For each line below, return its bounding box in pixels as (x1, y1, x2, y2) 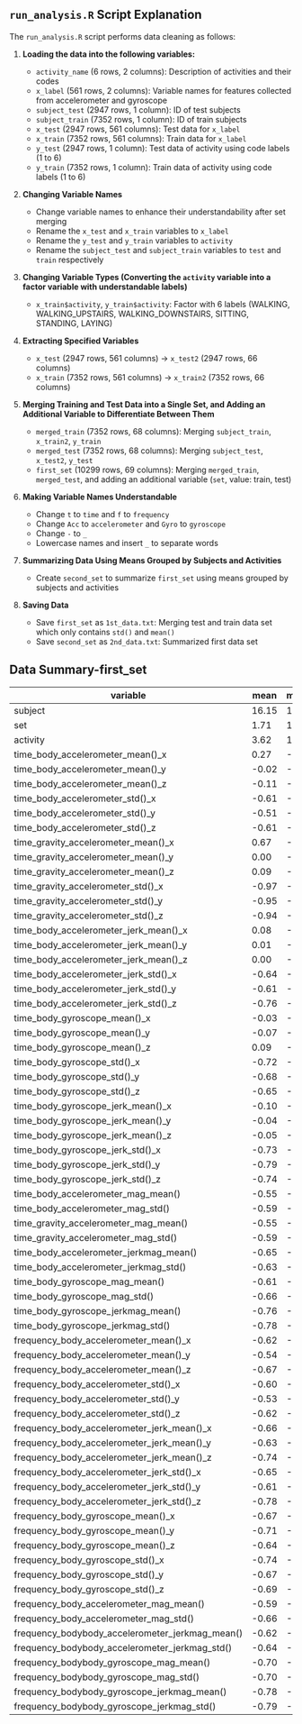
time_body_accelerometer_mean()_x (13, 748, 167, 761)
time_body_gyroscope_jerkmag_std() (13, 1319, 171, 1332)
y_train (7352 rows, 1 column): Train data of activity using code (35, 161, 272, 172)
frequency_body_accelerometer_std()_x (13, 1378, 181, 1391)
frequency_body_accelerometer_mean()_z (13, 1363, 191, 1375)
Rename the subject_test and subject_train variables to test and (35, 244, 281, 255)
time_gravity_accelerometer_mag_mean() (13, 1217, 189, 1229)
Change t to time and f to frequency (35, 508, 170, 519)
